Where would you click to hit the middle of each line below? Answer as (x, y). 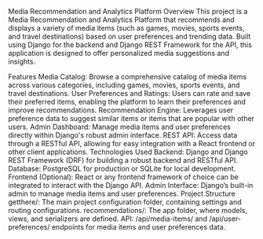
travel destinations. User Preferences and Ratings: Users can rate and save (130, 93)
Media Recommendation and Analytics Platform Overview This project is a (128, 11)
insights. (22, 61)
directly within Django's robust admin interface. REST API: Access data (123, 135)
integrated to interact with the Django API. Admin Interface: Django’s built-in (131, 185)
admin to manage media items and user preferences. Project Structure (122, 193)
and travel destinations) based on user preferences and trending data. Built (130, 36)
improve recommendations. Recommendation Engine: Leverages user (121, 110)
